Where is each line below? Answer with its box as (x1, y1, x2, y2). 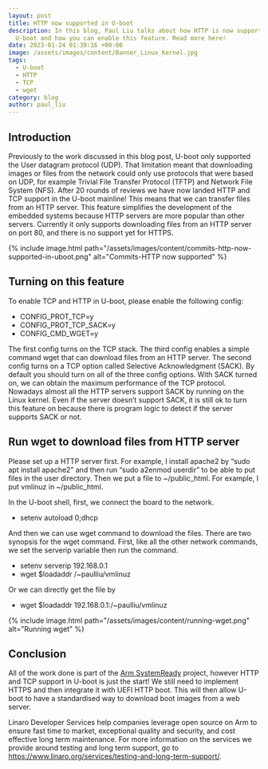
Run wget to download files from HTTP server (8, 435, 240, 449)
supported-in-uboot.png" (8, 252, 92, 261)
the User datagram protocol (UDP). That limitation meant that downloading (8, 160, 253, 169)
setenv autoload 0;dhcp (19, 513, 98, 522)
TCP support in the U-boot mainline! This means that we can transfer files (8, 193, 251, 204)
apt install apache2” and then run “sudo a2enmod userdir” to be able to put (8, 465, 255, 474)
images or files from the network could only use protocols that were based (8, 168, 254, 178)
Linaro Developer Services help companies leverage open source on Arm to (8, 718, 258, 727)
